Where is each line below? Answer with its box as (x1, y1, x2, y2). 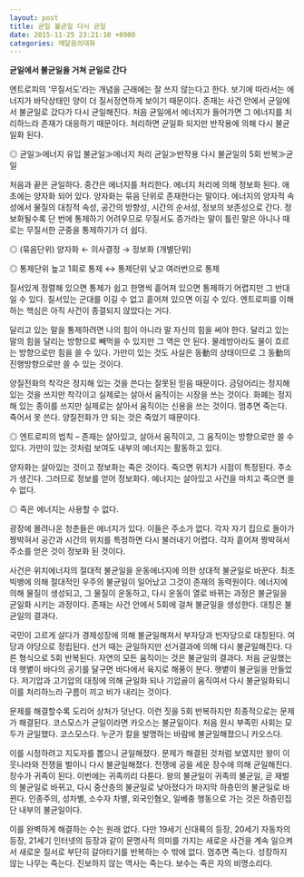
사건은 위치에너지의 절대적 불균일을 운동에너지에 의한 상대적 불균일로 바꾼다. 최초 (9, 565, 296, 576)
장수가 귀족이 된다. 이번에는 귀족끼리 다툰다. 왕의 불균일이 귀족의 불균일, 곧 (9, 771, 273, 782)
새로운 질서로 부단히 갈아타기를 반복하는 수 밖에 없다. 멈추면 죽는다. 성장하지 (18, 846, 288, 858)
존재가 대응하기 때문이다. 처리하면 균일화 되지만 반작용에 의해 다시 (40, 118, 274, 129)
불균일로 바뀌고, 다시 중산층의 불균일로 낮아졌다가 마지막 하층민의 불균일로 (18, 782, 281, 793)
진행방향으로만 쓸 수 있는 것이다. (9, 359, 124, 370)
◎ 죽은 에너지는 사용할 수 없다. (9, 504, 120, 515)
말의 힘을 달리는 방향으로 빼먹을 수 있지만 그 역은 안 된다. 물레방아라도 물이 (9, 336, 273, 347)
